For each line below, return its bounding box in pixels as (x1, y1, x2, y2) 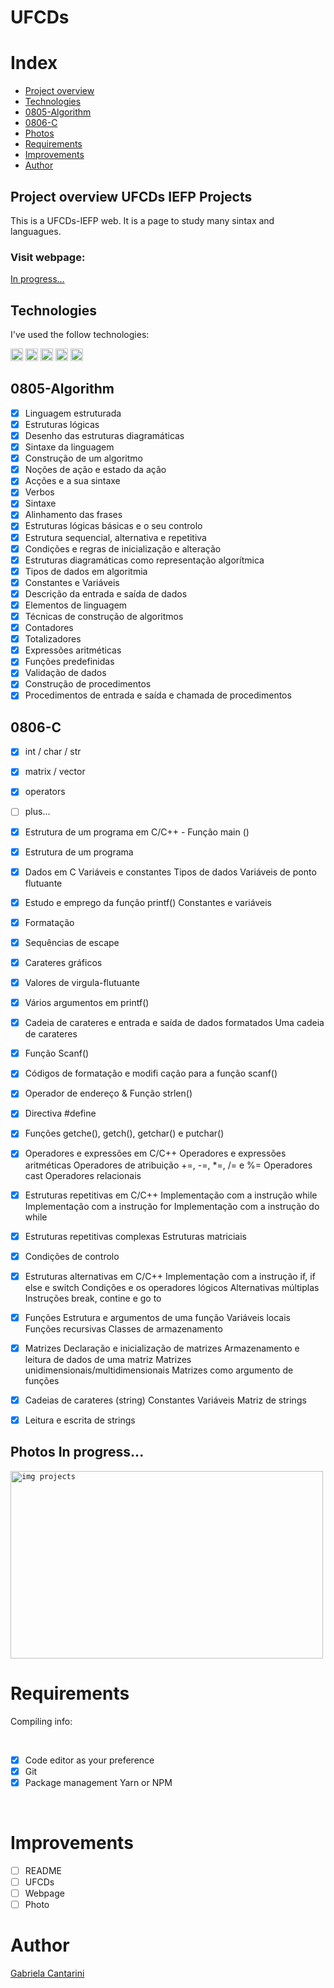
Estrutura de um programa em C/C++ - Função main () (24, 826, 250, 838)
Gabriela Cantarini (10, 1967, 85, 1980)
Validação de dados (24, 667, 107, 679)
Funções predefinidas (24, 656, 115, 668)
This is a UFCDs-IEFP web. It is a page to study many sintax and (10, 214, 275, 226)
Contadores (24, 622, 74, 634)
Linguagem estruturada (24, 407, 122, 419)
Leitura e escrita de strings (24, 1414, 136, 1426)
